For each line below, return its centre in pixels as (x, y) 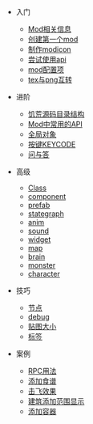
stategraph (46, 214)
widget (39, 240)
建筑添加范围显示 (56, 401)
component (47, 196)
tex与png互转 (50, 80)
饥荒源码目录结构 (56, 114)
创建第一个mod (53, 39)
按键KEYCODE (52, 144)
